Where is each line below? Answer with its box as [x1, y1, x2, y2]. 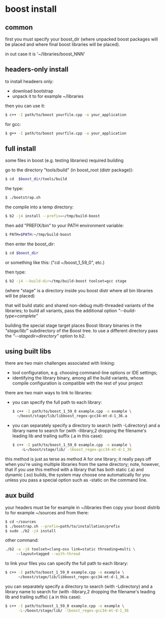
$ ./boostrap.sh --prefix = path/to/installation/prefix [5, 524, 120, 529]
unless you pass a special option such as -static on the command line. [5, 477, 148, 483]
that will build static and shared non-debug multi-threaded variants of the [5, 302, 154, 308]
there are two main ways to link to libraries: [5, 390, 93, 396]
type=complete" [5, 312, 38, 319]
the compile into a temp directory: [5, 204, 74, 210]
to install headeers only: [5, 78, 54, 84]
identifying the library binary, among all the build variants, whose [12, 375, 144, 381]
